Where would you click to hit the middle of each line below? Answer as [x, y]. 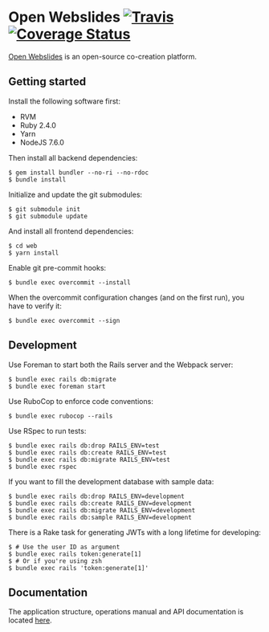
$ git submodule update [48, 216]
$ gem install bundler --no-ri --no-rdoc [79, 173]
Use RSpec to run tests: [47, 430]
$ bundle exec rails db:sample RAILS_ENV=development [100, 517]
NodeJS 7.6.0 [42, 142]
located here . [30, 620]
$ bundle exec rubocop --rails [61, 416]
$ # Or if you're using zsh [55, 561]
